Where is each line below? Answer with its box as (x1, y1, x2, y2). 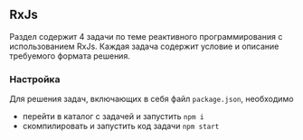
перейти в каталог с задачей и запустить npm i (22, 111, 204, 122)
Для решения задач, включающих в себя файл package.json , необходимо (9, 94, 294, 105)
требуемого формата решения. (9, 50, 131, 61)
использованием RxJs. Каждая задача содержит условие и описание (9, 41, 279, 51)
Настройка (9, 72, 61, 85)
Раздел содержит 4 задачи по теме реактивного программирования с (9, 31, 283, 42)
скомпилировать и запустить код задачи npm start (22, 121, 220, 132)
